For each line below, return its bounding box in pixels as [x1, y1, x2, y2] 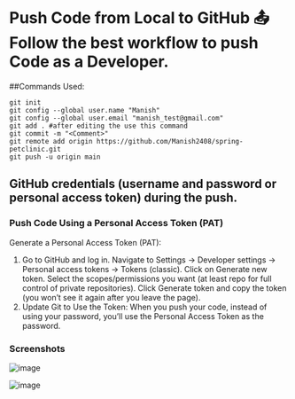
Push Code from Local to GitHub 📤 [9, 8, 270, 28]
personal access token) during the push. [9, 191, 237, 206]
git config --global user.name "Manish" [9, 106, 161, 114]
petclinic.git [9, 145, 62, 153]
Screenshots [9, 342, 66, 355]
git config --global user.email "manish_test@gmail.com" [9, 113, 224, 122]
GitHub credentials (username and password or [9, 176, 277, 192]
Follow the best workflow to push [9, 33, 259, 53]
